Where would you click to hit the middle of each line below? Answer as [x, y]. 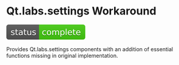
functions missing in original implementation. [62, 55]
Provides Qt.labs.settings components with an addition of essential [90, 49]
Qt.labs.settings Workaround [81, 11]
